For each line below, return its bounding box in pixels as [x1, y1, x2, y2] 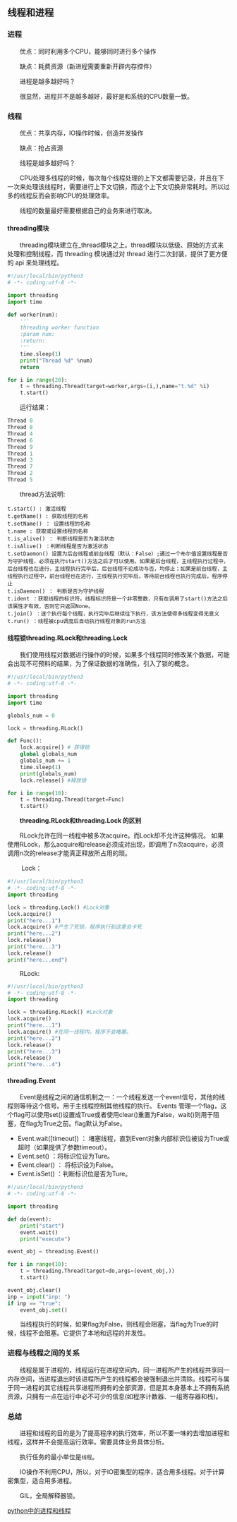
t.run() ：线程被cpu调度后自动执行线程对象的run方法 [7, 617, 147, 624]
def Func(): [7, 737, 42, 744]
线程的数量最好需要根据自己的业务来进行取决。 [20, 206, 156, 215]
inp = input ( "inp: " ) [7, 1293, 71, 1300]
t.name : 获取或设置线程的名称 [7, 528, 89, 535]
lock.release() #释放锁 [20, 777, 87, 784]
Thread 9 [7, 443, 33, 450]
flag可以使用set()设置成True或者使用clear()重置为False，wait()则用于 [13, 1111, 214, 1119]
